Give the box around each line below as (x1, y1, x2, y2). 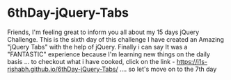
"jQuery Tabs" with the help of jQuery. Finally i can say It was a (7, 42, 188, 51)
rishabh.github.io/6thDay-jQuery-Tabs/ (7, 65, 118, 73)
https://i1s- (176, 57, 207, 65)
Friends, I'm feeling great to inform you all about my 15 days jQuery (7, 28, 200, 36)
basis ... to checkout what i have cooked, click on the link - (7, 57, 175, 65)
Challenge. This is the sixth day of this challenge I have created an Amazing (7, 35, 225, 43)
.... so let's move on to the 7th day (119, 65, 217, 73)
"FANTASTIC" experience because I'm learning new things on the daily (7, 50, 211, 58)
